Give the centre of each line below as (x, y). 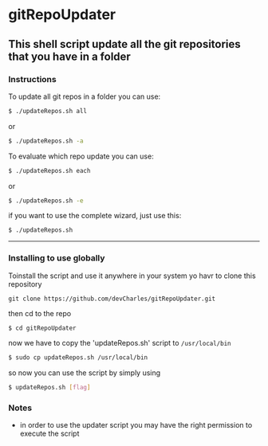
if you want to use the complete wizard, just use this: (95, 216)
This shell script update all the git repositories (124, 44)
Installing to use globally (57, 258)
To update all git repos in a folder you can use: (85, 96)
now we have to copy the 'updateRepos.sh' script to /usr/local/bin (120, 343)
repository (25, 284)
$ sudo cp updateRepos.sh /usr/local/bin (78, 358)
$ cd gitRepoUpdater (43, 328)
